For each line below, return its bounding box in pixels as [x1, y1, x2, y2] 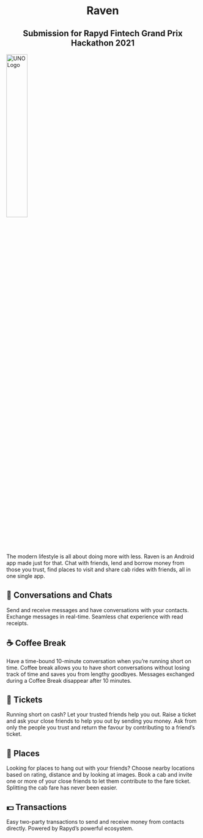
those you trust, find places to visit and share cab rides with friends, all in [6, 566, 191, 573]
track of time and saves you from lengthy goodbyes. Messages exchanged [6, 670, 194, 678]
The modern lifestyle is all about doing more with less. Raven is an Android [6, 553, 194, 560]
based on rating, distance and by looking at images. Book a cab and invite [6, 771, 193, 778]
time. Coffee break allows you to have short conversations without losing [6, 664, 190, 671]
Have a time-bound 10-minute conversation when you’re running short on [6, 657, 191, 664]
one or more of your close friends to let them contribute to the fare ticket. [6, 777, 191, 785]
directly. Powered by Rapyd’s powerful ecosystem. [6, 825, 134, 832]
